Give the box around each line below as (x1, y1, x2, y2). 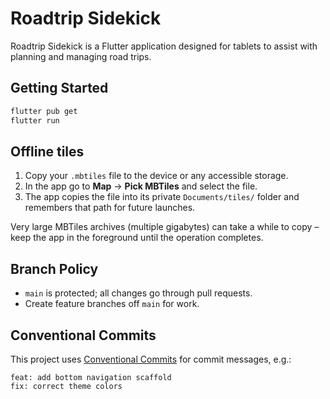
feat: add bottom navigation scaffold (10, 372, 172, 382)
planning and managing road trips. (10, 50, 152, 62)
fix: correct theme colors (10, 381, 123, 391)
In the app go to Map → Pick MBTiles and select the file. (24, 180, 258, 192)
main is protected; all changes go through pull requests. (24, 287, 253, 299)
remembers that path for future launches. (24, 202, 196, 214)
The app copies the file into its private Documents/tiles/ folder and (24, 191, 300, 203)
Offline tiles (10, 143, 85, 160)
